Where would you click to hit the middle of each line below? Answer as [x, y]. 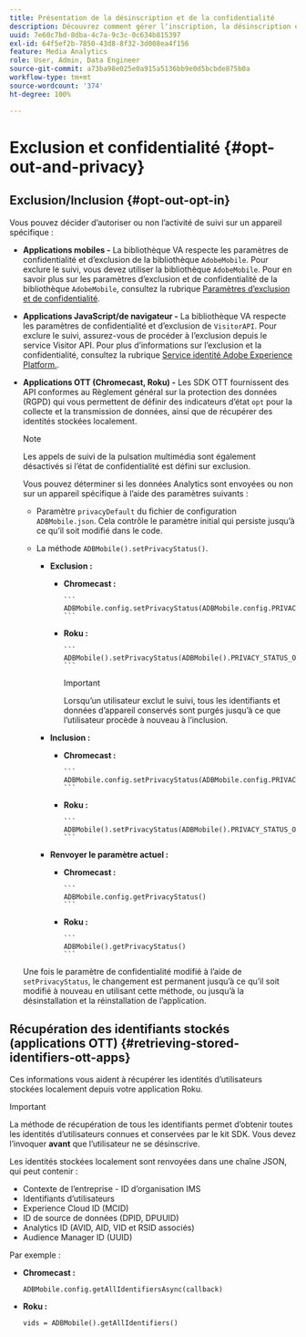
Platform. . [41, 364]
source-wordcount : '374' [56, 86]
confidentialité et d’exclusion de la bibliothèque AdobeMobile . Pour [145, 259]
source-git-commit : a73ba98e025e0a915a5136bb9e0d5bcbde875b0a [130, 69]
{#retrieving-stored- [180, 1043]
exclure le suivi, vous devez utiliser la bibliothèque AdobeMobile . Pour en [157, 269]
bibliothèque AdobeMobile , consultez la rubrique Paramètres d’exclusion [156, 288]
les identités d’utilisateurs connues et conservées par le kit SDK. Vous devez [153, 1134]
